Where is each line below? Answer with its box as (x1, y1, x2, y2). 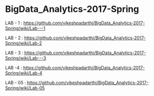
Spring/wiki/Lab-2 (5, 40, 42, 46)
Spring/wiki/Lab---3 (5, 55, 46, 61)
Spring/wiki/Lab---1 (5, 25, 46, 31)
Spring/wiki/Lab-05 (5, 85, 45, 91)
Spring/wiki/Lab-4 (5, 70, 43, 76)
